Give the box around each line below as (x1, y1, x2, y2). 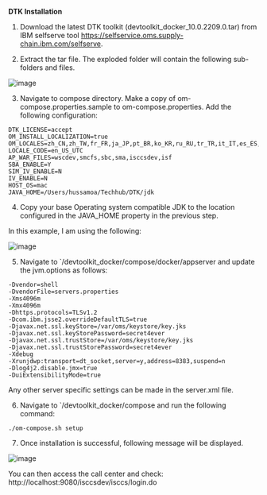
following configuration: (19, 110, 98, 120)
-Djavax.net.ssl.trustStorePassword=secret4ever (8, 343, 172, 351)
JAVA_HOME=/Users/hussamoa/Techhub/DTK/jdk (8, 188, 155, 196)
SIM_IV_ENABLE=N (8, 168, 62, 176)
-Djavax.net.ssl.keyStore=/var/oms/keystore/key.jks (8, 323, 187, 331)
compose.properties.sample (19, 102, 113, 111)
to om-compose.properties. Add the (114, 102, 232, 111)
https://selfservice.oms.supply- (80, 31, 184, 40)
